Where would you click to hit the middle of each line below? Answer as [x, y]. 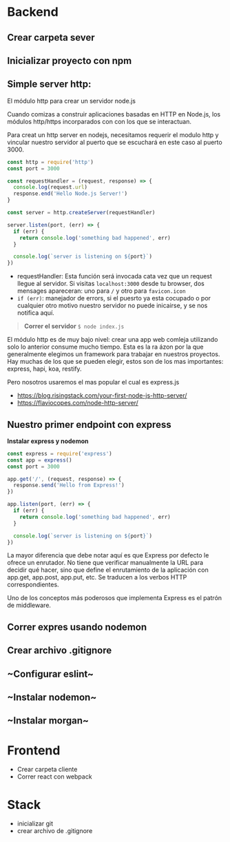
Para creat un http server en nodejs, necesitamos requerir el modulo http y [113, 134]
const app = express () [40, 460]
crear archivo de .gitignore [55, 831]
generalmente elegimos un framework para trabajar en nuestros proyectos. [114, 354]
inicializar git [35, 823]
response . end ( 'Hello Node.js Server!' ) [71, 194]
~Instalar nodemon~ [52, 698]
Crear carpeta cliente [47, 770]
